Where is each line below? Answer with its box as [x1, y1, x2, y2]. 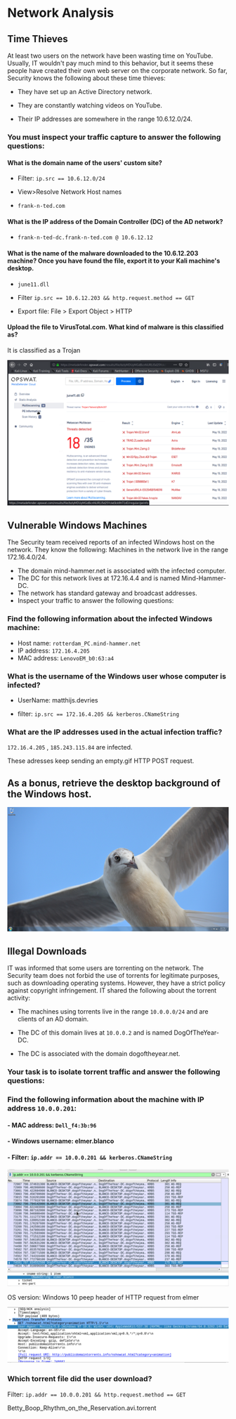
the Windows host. [7, 788, 92, 800]
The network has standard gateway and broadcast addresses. [17, 589, 198, 598]
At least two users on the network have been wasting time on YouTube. [7, 51, 214, 60]
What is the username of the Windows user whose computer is [7, 671, 227, 681]
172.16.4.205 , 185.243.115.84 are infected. [7, 743, 133, 752]
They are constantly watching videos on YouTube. [17, 101, 163, 110]
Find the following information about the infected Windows [7, 614, 213, 624]
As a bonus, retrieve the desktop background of [7, 777, 221, 789]
